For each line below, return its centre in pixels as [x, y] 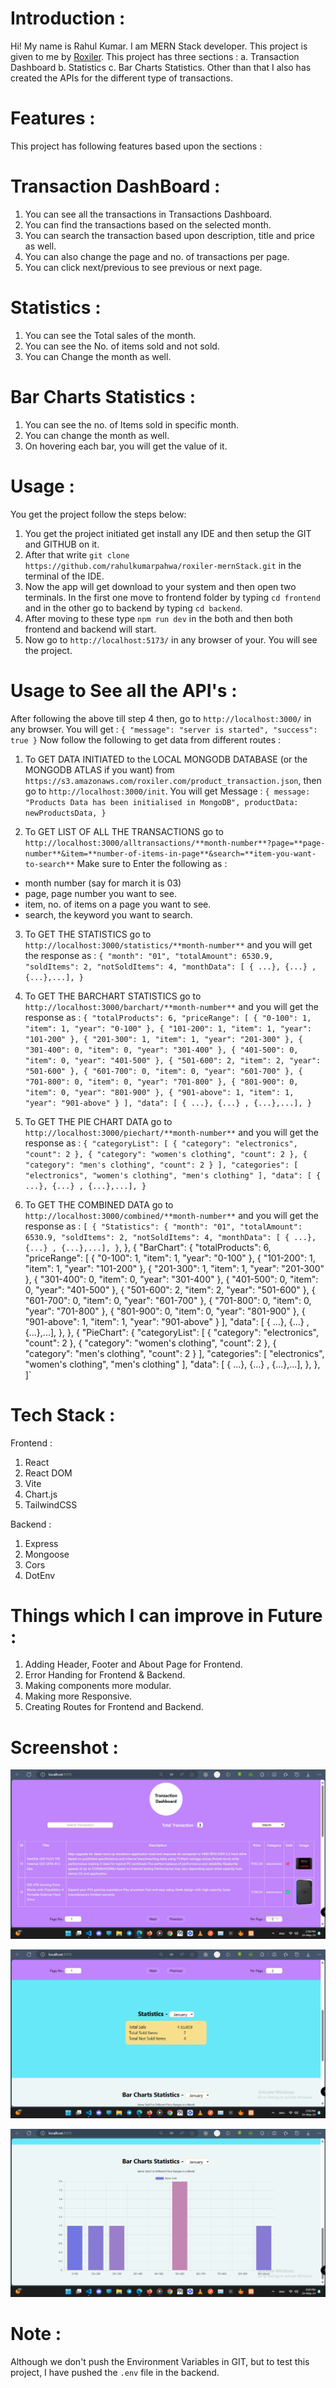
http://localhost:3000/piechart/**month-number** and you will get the [171, 1132]
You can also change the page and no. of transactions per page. [157, 256]
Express [41, 1543]
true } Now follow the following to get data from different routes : [146, 739]
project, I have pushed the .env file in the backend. [115, 2372]
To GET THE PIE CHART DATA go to [98, 1121]
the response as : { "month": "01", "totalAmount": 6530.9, [149, 955]
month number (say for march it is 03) [103, 883]
